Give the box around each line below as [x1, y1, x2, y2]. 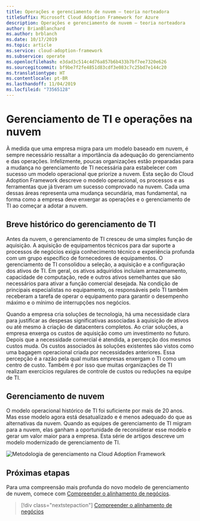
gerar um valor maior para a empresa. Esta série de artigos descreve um [6, 432, 184, 440]
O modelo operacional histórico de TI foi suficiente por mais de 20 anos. [6, 407, 184, 415]
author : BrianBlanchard [6, 25, 66, 32]
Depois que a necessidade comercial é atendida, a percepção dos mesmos [6, 336, 191, 343]
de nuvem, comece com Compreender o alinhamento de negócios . [6, 490, 171, 497]
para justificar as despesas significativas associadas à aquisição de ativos [6, 316, 189, 324]
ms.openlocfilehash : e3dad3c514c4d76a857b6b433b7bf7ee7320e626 [6, 59, 167, 65]
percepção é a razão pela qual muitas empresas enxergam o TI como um [6, 355, 186, 362]
